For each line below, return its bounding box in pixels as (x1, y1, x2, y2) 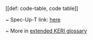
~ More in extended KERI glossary (5, 27, 87, 34)
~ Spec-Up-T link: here (5, 16, 61, 23)
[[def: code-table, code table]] (5, 5, 78, 12)
